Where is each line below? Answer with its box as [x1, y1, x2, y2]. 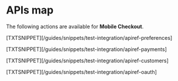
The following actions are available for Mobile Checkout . [6, 23, 144, 30]
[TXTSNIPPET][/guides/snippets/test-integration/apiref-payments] [6, 45, 167, 53]
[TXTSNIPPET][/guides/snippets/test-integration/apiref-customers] [6, 57, 169, 64]
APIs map [6, 4, 54, 17]
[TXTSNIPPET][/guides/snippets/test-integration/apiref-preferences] [6, 34, 173, 41]
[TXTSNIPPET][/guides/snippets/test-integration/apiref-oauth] [6, 68, 157, 75]
